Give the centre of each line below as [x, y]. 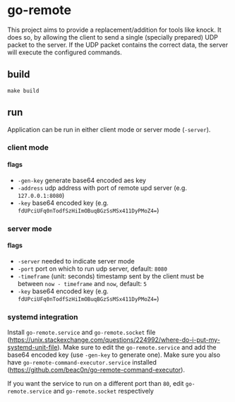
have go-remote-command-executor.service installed [82, 362]
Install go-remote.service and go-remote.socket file [82, 332]
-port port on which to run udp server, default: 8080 [92, 268]
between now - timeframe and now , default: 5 [82, 283]
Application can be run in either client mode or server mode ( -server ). [109, 129]
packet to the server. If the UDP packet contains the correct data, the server [118, 45]
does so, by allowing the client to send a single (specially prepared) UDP [113, 37]
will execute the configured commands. [65, 52]
